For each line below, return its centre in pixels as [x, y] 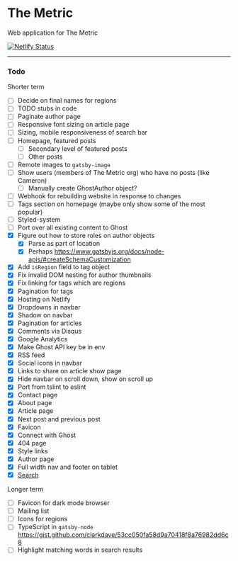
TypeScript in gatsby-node [55, 527]
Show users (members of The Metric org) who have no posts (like [114, 172]
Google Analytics [42, 339]
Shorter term [26, 87]
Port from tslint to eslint [52, 387]
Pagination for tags [45, 291]
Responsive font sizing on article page [73, 125]
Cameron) [32, 180]
